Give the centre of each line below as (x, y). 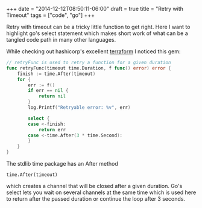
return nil (52, 96)
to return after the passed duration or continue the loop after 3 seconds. (96, 199)
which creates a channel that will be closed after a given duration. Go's (94, 186)
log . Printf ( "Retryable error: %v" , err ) (79, 108)
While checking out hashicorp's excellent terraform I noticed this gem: (93, 51)
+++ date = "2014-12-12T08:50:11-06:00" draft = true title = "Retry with (95, 9)
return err (52, 129)
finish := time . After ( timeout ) (56, 74)
